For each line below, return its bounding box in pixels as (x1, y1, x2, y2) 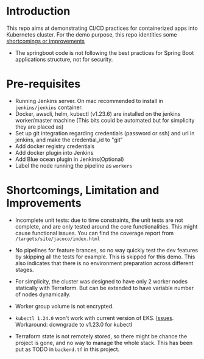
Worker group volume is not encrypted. (15, 302, 114, 310)
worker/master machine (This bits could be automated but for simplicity (15, 116, 195, 124)
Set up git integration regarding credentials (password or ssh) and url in (15, 129, 195, 137)
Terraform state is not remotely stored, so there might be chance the (15, 332, 188, 339)
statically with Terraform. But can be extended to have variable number (15, 284, 194, 291)
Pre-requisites (6, 77, 81, 91)
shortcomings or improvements (6, 37, 85, 44)
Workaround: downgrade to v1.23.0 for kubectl (15, 321, 133, 328)
